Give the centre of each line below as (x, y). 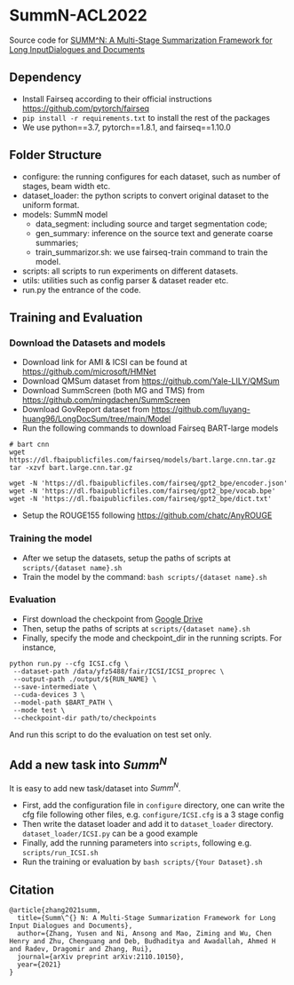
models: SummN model (65, 214)
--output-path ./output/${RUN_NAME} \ (85, 679)
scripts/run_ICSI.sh (60, 854)
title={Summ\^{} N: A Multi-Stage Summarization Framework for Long (147, 918)
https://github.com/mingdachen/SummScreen (106, 400)
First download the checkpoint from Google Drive (112, 619)
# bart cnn (29, 445)
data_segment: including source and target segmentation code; (151, 224)
